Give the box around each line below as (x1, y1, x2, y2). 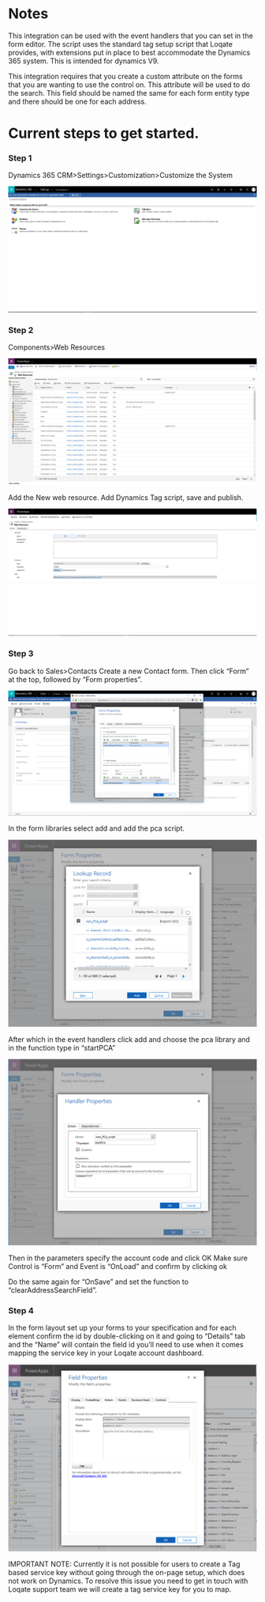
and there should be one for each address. (8, 97, 147, 106)
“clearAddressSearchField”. (8, 1286, 97, 1295)
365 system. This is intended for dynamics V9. (8, 56, 159, 66)
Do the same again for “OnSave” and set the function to (8, 1277, 189, 1286)
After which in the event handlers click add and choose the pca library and (8, 1034, 251, 1044)
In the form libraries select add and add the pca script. (8, 824, 185, 833)
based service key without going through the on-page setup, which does (8, 1567, 245, 1577)
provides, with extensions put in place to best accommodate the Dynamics (8, 47, 251, 57)
